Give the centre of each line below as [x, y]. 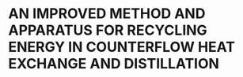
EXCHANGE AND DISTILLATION [114, 64]
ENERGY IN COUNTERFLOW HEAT [122, 47]
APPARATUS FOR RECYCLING [108, 30]
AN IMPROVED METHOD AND [107, 14]
